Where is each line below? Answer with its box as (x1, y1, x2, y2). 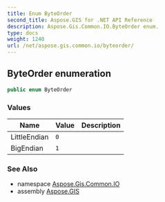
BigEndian (10, 143, 43, 153)
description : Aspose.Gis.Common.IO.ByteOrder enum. (7, 23, 159, 30)
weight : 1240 (7, 36, 45, 43)
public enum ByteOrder (7, 86, 72, 93)
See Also (7, 164, 38, 174)
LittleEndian (10, 132, 49, 142)
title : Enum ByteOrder (7, 10, 72, 17)
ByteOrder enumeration (7, 68, 112, 80)
